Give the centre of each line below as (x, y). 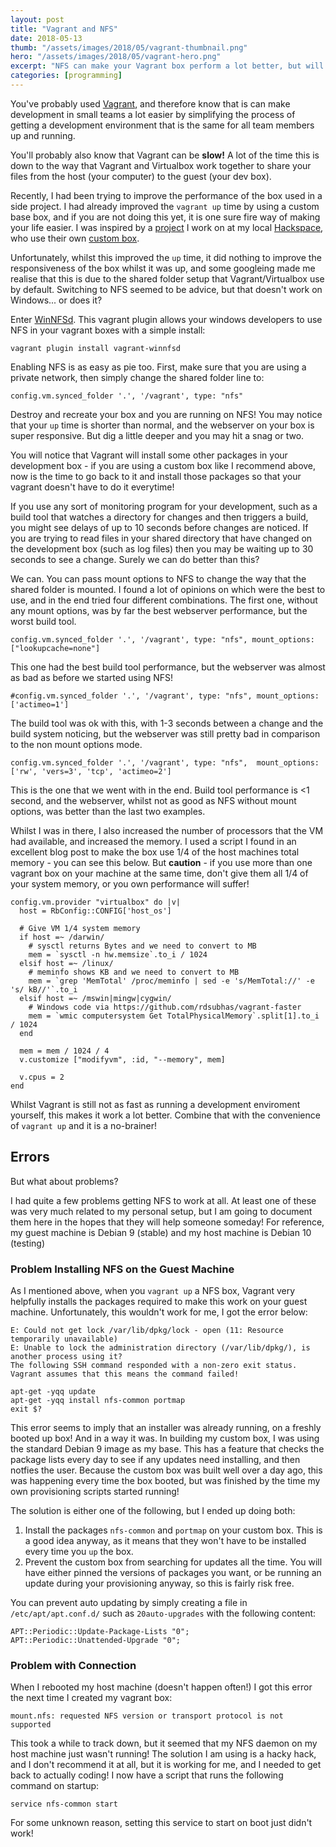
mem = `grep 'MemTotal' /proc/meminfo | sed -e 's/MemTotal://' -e (171, 981)
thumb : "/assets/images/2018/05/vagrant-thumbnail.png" (129, 47)
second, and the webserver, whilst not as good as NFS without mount (153, 800)
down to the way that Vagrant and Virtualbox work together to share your (161, 165)
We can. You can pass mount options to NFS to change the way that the (158, 578)
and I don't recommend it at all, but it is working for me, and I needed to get (166, 1765)
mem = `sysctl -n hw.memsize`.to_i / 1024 (118, 954)
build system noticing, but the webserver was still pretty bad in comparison (165, 733)
